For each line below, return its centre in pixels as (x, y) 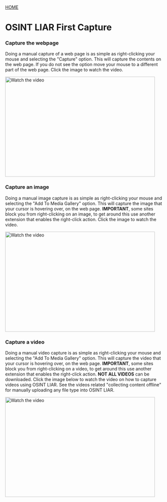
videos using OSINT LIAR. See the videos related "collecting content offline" (83, 385)
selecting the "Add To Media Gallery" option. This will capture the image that (84, 203)
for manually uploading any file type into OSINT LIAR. (60, 390)
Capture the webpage (32, 43)
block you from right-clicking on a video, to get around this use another (79, 369)
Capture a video (25, 342)
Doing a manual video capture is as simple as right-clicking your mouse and (83, 353)
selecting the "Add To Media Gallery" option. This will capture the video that (83, 358)
